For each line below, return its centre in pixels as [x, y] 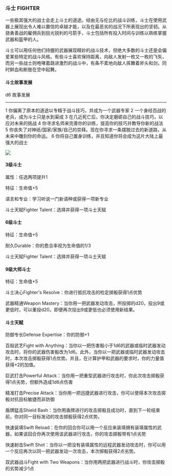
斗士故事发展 [19, 82]
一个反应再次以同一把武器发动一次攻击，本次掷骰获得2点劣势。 [72, 451]
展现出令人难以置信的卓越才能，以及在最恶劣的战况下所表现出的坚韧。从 [90, 27]
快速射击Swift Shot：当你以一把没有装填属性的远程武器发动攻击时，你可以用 [86, 445]
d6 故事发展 [18, 95]
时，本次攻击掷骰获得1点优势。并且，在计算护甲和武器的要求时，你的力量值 [85, 358]
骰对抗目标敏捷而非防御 [30, 399]
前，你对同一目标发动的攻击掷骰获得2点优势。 [54, 417]
